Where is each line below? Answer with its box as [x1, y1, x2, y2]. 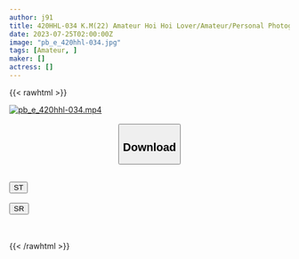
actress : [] [9, 63, 53, 72]
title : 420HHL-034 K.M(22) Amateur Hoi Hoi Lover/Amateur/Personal [9, 21, 265, 30]
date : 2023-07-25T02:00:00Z [9, 29, 114, 38]
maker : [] [9, 54, 46, 63]
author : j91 [9, 12, 53, 22]
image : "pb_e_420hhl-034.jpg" [9, 37, 122, 47]
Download [123, 140, 176, 154]
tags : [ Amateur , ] [9, 46, 77, 55]
